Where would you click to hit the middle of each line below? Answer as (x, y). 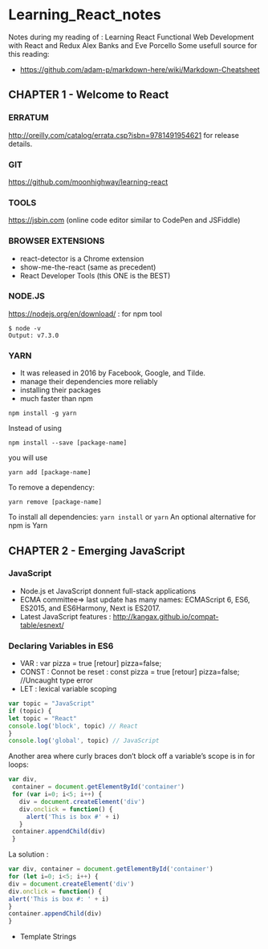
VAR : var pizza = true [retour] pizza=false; (91, 663)
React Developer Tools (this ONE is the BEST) (95, 275)
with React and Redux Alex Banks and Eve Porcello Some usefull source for (133, 45)
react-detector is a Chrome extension (82, 258)
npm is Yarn (28, 525)
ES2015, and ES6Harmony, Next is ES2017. (90, 608)
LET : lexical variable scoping (68, 689)
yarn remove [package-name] (55, 502)
